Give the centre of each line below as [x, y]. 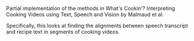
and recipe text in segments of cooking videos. [63, 32]
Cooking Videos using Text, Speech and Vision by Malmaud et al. [85, 14]
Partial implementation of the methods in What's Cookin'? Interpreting [91, 8]
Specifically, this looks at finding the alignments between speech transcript [97, 26]
